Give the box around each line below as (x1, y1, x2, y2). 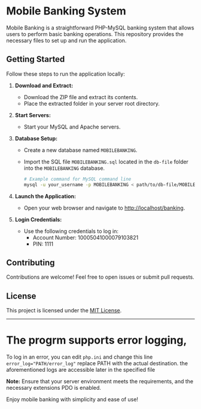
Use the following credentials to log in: (23, 227, 118, 235)
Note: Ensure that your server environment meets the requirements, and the (6, 378, 193, 385)
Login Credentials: (14, 216, 62, 223)
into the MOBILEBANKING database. (23, 164, 105, 172)
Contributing (6, 257, 55, 268)
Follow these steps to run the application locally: (6, 70, 126, 77)
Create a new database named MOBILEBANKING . (23, 146, 138, 154)
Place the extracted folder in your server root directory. (23, 100, 160, 107)
